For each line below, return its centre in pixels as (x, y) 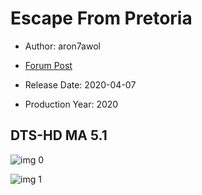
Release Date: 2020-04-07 (80, 84)
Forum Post (48, 65)
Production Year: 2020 (71, 104)
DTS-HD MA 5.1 (59, 135)
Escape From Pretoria (101, 18)
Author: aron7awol (62, 46)
